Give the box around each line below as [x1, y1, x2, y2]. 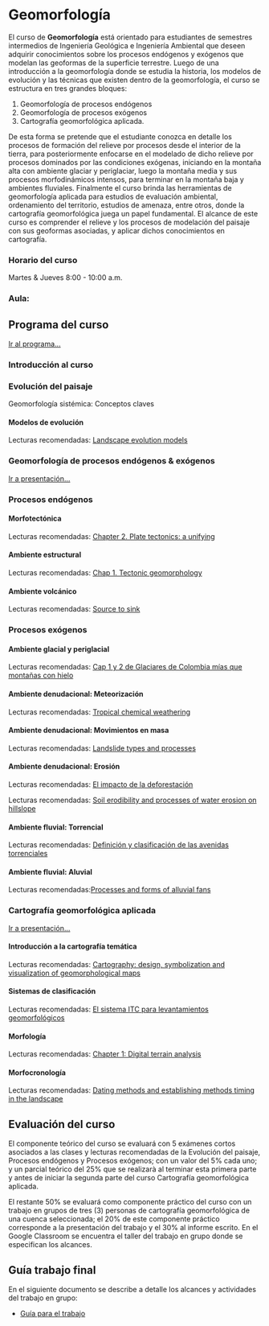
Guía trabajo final [8, 1263, 96, 1277]
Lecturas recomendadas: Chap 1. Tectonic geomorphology [8, 568, 202, 578]
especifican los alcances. [8, 1240, 92, 1250]
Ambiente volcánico [8, 586, 77, 596]
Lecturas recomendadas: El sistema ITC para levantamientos [8, 1004, 209, 1015]
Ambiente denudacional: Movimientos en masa [8, 726, 169, 735]
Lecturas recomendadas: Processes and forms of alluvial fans [8, 885, 211, 895]
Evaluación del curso [8, 1117, 116, 1131]
